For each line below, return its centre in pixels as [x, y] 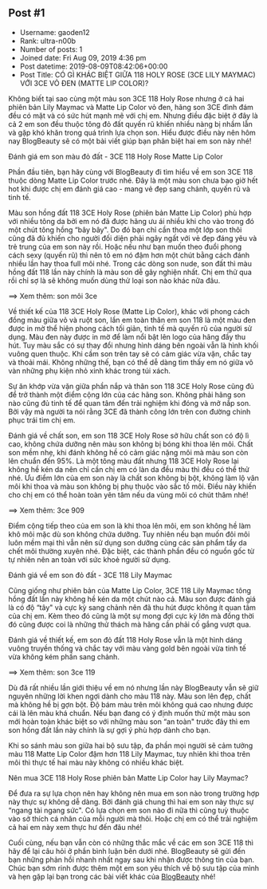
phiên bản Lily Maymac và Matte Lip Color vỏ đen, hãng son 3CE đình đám [131, 107]
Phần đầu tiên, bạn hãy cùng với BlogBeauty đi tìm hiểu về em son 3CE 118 [131, 171]
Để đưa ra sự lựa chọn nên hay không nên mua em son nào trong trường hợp [134, 793]
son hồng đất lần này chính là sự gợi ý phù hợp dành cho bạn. [110, 730]
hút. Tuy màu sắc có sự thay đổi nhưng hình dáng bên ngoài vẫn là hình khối [133, 345]
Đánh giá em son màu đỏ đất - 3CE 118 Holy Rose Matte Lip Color [116, 156]
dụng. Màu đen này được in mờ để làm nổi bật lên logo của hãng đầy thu [127, 336]
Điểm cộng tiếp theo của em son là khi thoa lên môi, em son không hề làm [130, 525]
